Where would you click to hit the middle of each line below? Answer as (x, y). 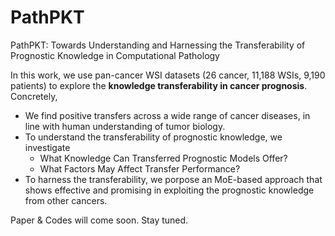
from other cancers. (66, 200)
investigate (47, 147)
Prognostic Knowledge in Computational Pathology (115, 55)
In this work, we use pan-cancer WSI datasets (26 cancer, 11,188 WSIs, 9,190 (168, 75)
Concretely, (34, 96)
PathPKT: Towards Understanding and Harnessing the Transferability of (158, 45)
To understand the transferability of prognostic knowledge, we (153, 137)
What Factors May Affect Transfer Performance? (140, 168)
